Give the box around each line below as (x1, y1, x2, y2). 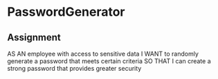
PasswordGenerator (7, 4, 126, 20)
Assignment (7, 32, 61, 43)
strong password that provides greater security (7, 65, 142, 72)
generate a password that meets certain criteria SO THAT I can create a (7, 57, 211, 65)
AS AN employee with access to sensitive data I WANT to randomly (7, 49, 199, 58)
